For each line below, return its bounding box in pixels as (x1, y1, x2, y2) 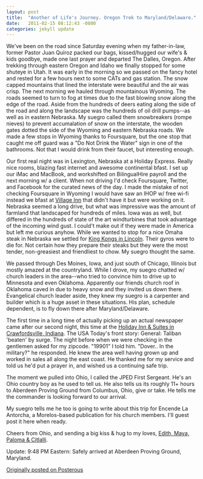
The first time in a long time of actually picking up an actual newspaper (6, 317, 184, 324)
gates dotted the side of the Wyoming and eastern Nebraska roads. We (6, 126, 184, 134)
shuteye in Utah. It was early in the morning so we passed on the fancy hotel (6, 68, 198, 76)
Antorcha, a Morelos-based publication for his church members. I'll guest (6, 412, 189, 419)
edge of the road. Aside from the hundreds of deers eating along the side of (6, 101, 196, 108)
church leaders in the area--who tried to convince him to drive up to (6, 273, 176, 280)
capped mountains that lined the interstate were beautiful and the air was (6, 81, 189, 89)
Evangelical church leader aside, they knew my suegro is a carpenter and (6, 292, 190, 300)
